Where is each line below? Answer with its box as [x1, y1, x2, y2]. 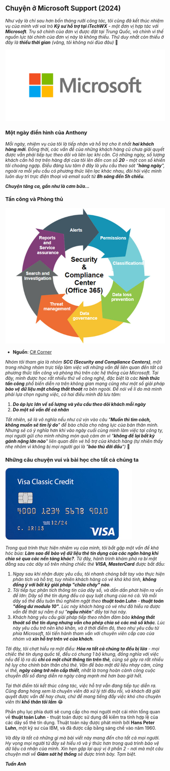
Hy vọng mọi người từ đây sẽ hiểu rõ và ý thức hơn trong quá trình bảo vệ [5, 740, 159, 747]
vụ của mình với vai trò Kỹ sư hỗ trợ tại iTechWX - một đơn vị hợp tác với [5, 23, 159, 29]
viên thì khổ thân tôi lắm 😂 [5, 699, 63, 705]
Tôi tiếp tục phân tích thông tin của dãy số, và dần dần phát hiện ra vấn [12, 587, 163, 593]
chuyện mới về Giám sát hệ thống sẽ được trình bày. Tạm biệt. [5, 751, 137, 757]
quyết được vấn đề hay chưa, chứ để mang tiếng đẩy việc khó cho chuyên [5, 694, 161, 700]
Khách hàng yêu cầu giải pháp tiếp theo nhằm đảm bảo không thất [12, 614, 155, 620]
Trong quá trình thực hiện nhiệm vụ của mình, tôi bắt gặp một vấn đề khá [5, 545, 159, 551]
